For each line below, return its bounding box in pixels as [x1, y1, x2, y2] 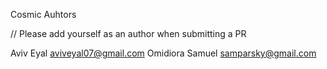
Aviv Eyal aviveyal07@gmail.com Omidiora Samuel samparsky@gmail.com [10, 47, 317, 59]
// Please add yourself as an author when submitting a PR [10, 28, 247, 39]
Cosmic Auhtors [10, 9, 77, 20]
